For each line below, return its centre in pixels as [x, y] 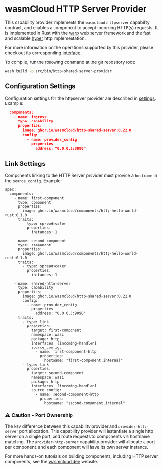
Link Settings [26, 164]
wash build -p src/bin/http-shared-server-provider [58, 71]
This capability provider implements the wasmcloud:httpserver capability [77, 22]
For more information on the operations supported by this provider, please [79, 47]
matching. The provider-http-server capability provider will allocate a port [80, 441]
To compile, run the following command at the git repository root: [70, 62]
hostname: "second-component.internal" [84, 403]
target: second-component [57, 373]
